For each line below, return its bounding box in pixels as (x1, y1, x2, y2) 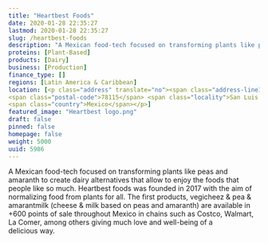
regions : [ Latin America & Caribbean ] (8, 78, 137, 86)
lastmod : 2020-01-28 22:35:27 (8, 26, 109, 34)
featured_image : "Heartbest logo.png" (8, 108, 137, 116)
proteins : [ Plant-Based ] (8, 49, 91, 57)
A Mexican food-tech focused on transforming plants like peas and (8, 167, 229, 176)
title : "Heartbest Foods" (8, 11, 94, 20)
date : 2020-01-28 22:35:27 (8, 19, 98, 27)
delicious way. (8, 226, 56, 236)
